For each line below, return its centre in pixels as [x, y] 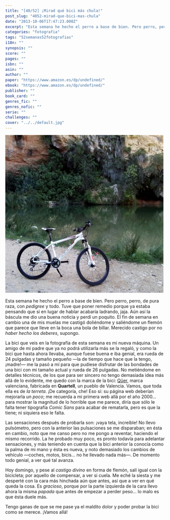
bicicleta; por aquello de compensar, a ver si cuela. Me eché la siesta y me [83, 475]
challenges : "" [21, 117]
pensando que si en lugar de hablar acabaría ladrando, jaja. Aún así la [78, 312]
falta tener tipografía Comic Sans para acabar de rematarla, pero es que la [83, 407]
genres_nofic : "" [24, 107]
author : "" [17, 75]
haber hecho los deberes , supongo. [42, 333]
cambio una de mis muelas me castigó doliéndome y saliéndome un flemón [84, 322]
